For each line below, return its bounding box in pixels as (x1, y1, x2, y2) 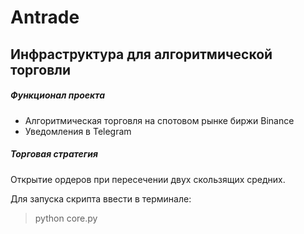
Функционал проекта (10, 89, 106, 101)
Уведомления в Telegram (24, 125, 132, 137)
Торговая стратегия (10, 148, 98, 160)
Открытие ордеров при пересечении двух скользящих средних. (10, 173, 286, 185)
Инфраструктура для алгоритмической (10, 46, 273, 63)
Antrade (10, 6, 80, 29)
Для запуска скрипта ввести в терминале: (10, 192, 192, 205)
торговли (10, 61, 72, 78)
